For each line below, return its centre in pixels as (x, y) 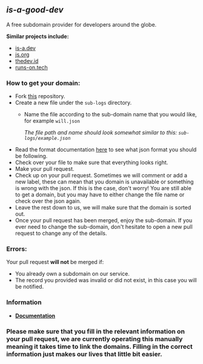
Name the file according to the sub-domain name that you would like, (110, 114)
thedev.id (27, 61)
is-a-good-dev (35, 10)
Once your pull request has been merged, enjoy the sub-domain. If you (104, 220)
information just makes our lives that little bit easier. (84, 354)
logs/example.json (47, 139)
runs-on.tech (32, 67)
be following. (31, 156)
